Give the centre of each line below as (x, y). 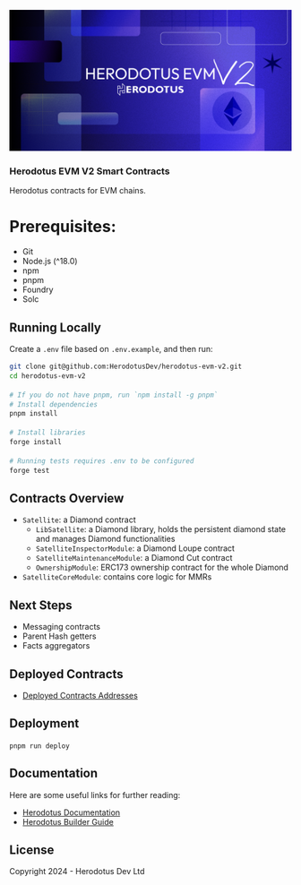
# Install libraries (48, 433)
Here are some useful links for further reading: (95, 795)
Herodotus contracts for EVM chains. (77, 191)
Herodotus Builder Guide (68, 821)
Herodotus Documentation (71, 812)
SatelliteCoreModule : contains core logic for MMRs (117, 577)
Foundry (38, 290)
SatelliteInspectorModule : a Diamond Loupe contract (135, 548)
